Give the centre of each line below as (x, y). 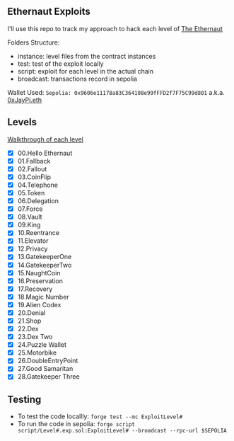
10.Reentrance (39, 233)
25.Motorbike (37, 353)
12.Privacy (33, 249)
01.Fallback (34, 161)
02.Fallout (32, 168)
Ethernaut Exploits (49, 12)
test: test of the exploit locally (60, 64)
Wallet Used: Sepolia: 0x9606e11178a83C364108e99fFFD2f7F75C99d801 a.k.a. (116, 92)
